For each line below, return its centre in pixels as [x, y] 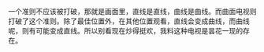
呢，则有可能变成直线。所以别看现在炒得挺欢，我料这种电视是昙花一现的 [125, 31]
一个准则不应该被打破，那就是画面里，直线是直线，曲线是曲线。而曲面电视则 [132, 11]
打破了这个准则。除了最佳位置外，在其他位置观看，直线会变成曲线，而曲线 [129, 21]
